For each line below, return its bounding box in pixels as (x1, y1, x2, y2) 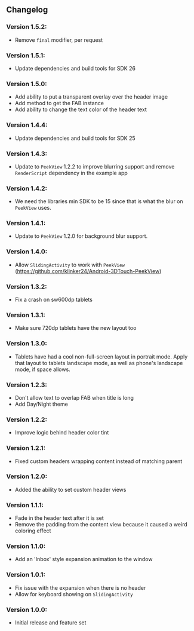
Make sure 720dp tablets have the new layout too (14, 324, 137, 332)
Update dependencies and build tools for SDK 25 (14, 134, 136, 142)
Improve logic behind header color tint (14, 429, 109, 436)
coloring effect (14, 527, 51, 534)
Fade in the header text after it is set (14, 514, 104, 522)
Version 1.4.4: (6, 121, 48, 129)
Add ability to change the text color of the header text (14, 106, 147, 113)
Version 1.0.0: (6, 605, 48, 614)
